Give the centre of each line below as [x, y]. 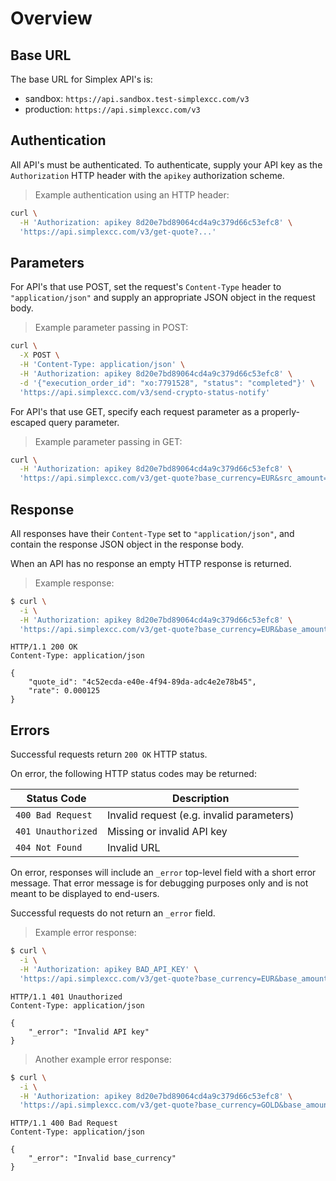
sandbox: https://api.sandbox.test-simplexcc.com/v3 [137, 98]
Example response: [74, 583]
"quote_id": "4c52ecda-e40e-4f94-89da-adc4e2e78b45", [142, 682]
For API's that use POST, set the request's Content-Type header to [146, 287]
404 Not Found [49, 848]
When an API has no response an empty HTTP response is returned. [151, 563]
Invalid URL [133, 848]
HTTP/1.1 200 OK [44, 647]
